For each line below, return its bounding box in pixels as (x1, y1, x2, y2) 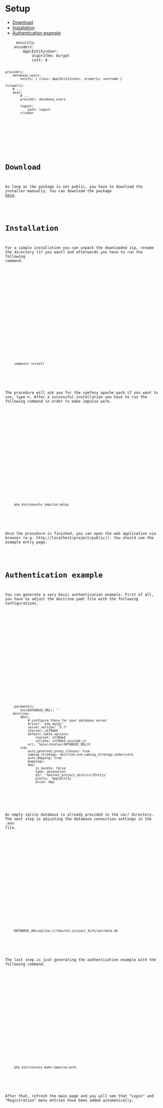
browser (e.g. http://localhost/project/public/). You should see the (5, 535, 154, 540)
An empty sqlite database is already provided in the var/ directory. (5, 812, 154, 817)
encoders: (14, 44, 35, 50)
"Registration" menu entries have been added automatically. (5, 1098, 134, 1103)
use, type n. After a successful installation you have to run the (5, 395, 148, 400)
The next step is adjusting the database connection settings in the (5, 817, 152, 822)
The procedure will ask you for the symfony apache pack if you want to (5, 390, 159, 395)
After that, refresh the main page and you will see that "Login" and (5, 1094, 154, 1099)
